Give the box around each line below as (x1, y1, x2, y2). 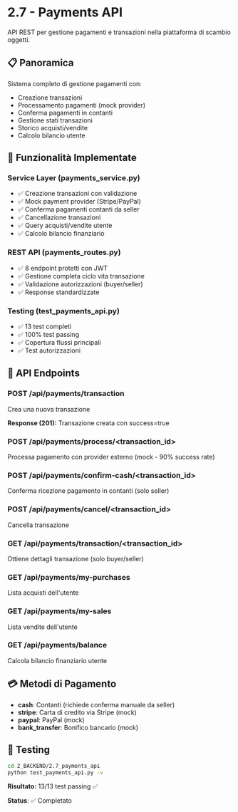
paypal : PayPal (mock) (17, 715, 86, 724)
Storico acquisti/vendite (17, 123, 88, 132)
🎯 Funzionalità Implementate (7, 152, 137, 164)
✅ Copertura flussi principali (17, 338, 101, 347)
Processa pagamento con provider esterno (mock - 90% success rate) (7, 453, 215, 462)
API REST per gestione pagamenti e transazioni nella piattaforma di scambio (7, 28, 232, 36)
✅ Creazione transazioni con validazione (17, 189, 138, 198)
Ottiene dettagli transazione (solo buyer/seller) (7, 554, 144, 563)
